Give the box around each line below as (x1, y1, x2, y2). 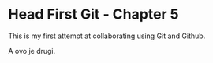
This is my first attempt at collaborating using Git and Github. (8, 31, 206, 40)
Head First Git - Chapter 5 (8, 5, 179, 23)
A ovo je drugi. (8, 46, 56, 55)
